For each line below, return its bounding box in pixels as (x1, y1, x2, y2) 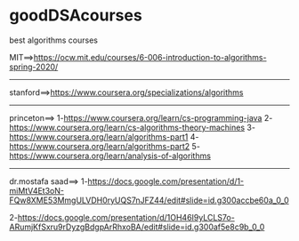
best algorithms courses (9, 35, 99, 45)
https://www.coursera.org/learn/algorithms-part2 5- (9, 141, 200, 151)
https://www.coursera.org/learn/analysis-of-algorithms (9, 150, 212, 161)
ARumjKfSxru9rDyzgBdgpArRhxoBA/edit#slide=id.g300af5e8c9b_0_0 (9, 221, 265, 232)
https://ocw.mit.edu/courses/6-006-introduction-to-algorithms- (33, 52, 267, 62)
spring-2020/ (9, 61, 59, 72)
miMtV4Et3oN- (9, 185, 65, 196)
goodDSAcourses (9, 5, 142, 26)
